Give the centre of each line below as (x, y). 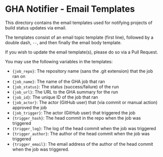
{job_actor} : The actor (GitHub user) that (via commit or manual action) (85, 102)
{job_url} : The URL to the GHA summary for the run (65, 92)
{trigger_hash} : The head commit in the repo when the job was (76, 118)
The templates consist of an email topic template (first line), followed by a (79, 37)
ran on (19, 76)
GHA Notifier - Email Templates (70, 9)
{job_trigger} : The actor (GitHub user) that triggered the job (74, 113)
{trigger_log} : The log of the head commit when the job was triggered (84, 128)
